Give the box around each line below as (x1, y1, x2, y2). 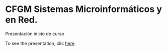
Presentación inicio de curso (5, 30, 64, 36)
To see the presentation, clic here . (5, 40, 76, 46)
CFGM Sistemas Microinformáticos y (5, 3, 162, 15)
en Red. (5, 14, 38, 25)
